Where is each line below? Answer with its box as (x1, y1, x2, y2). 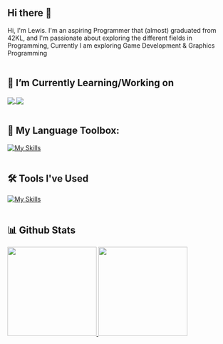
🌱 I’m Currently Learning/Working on (7, 77, 175, 89)
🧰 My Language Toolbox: (7, 125, 120, 137)
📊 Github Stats (7, 224, 76, 236)
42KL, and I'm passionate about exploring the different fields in (7, 33, 192, 42)
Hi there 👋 (7, 7, 52, 19)
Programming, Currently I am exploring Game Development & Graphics (7, 41, 215, 50)
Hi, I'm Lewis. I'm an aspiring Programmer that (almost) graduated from (7, 26, 217, 34)
